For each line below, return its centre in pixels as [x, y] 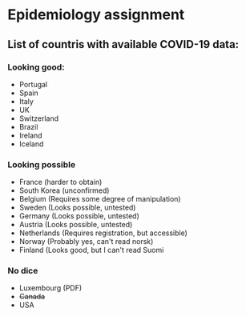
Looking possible [42, 164]
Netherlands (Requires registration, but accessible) [103, 233]
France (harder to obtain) [60, 182]
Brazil [28, 126]
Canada [32, 297]
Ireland [30, 135]
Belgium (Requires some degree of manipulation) [100, 199]
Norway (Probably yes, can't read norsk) [86, 242]
